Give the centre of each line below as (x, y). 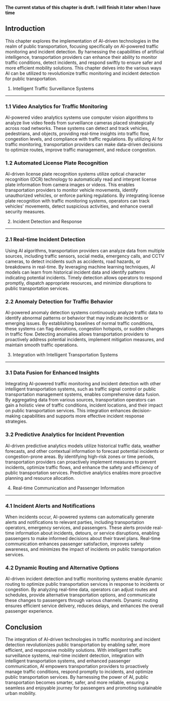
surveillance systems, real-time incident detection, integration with (75, 655)
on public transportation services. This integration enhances (68, 411)
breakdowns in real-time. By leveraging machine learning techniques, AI (80, 266)
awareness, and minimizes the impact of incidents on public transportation (83, 549)
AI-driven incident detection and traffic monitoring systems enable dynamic (84, 579)
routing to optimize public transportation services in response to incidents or (85, 584)
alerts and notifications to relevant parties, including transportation (75, 522)
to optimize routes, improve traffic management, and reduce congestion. (81, 150)
